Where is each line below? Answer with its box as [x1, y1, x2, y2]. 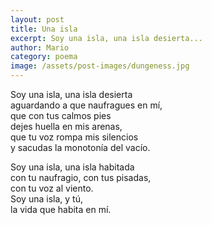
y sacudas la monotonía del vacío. [10, 142, 151, 153]
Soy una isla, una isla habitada [10, 161, 135, 173]
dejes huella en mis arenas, [10, 121, 123, 132]
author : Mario [10, 42, 70, 53]
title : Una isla [10, 24, 78, 34]
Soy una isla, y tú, [10, 193, 83, 205]
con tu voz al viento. [10, 182, 94, 194]
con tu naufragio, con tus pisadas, [10, 172, 152, 183]
